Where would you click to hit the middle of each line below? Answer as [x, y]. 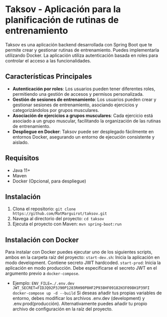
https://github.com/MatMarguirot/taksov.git [60, 214]
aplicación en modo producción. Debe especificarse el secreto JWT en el [81, 268]
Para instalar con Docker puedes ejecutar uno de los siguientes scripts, [79, 252]
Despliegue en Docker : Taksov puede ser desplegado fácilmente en [83, 132]
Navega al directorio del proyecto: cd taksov [58, 219]
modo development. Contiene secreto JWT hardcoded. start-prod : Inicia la [83, 263]
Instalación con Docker [42, 240]
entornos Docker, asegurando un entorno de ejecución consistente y [83, 137]
